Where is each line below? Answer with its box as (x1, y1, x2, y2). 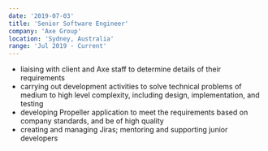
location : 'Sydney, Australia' (8, 34, 115, 43)
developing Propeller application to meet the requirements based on (19, 107, 249, 118)
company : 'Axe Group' (8, 27, 82, 35)
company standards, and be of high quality (19, 116, 164, 126)
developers (19, 133, 58, 143)
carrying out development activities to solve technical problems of (19, 82, 242, 92)
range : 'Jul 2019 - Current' (8, 42, 107, 50)
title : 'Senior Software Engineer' (8, 19, 129, 28)
